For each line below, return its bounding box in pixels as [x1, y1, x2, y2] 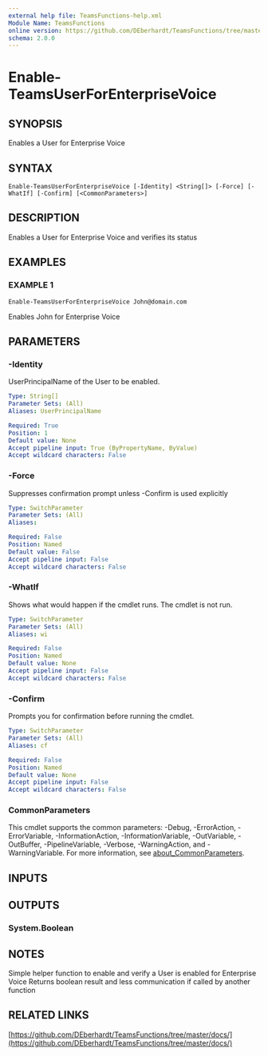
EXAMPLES [8, 256, 66, 269]
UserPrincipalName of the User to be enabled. [8, 377, 160, 387]
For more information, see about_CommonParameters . [66, 848, 245, 858]
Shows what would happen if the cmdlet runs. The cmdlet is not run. [8, 600, 233, 609]
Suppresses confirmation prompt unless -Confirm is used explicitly [8, 488, 229, 498]
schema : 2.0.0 [8, 34, 56, 42]
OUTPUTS [8, 899, 60, 912]
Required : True [8, 421, 59, 430]
